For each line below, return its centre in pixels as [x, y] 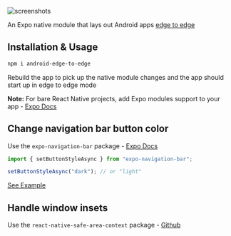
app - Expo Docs [32, 106]
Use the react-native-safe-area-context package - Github [94, 225]
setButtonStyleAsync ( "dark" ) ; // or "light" [75, 172]
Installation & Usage [53, 47]
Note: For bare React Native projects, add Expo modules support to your [114, 98]
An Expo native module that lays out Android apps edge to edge [101, 25]
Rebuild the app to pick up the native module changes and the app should [116, 77]
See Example [27, 185]
